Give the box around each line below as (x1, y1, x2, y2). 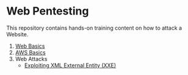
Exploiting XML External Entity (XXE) (24, 62, 117, 69)
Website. (6, 30, 29, 37)
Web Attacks (15, 55, 48, 62)
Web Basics (15, 42, 45, 50)
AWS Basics (15, 48, 46, 56)
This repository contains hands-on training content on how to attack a (6, 24, 182, 31)
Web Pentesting (6, 4, 89, 18)
